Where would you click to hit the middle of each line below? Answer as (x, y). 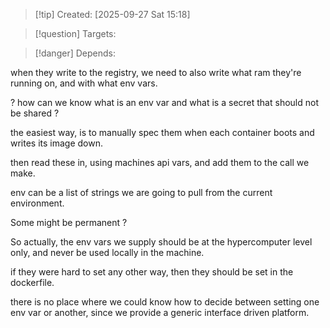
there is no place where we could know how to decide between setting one (165, 302)
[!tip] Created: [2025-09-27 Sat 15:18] (112, 14)
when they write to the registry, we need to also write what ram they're (156, 72)
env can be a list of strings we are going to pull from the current (141, 192)
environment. (37, 203)
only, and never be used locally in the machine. (107, 252)
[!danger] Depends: (75, 53)
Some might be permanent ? (69, 222)
